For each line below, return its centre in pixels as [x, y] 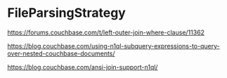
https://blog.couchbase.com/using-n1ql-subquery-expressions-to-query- [113, 46]
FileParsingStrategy [67, 13]
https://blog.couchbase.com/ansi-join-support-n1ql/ [83, 67]
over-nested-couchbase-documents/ [61, 53]
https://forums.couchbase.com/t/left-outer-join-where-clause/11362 [106, 32]
